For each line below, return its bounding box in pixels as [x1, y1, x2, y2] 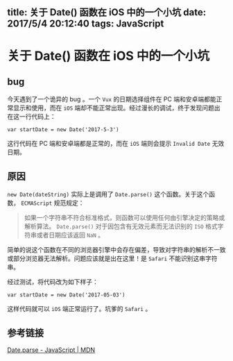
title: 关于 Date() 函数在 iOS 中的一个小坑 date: [7, 6, 207, 19]
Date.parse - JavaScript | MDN [7, 346, 96, 354]
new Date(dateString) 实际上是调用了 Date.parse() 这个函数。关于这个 [7, 190, 209, 199]
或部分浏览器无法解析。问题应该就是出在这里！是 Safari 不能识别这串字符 [7, 254, 218, 262]
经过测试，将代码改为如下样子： [7, 278, 98, 286]
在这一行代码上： [7, 112, 56, 121]
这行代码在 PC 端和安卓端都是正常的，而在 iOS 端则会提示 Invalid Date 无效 [7, 140, 225, 148]
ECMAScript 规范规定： [20, 199, 85, 207]
